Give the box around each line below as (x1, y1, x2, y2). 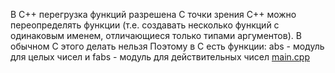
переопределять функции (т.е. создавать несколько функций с (10, 19, 280, 31)
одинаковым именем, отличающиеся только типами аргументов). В (10, 30, 302, 41)
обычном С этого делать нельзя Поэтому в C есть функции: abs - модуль (10, 40, 325, 52)
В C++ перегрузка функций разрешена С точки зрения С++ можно (10, 9, 297, 20)
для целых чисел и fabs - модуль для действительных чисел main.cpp (10, 51, 310, 63)
